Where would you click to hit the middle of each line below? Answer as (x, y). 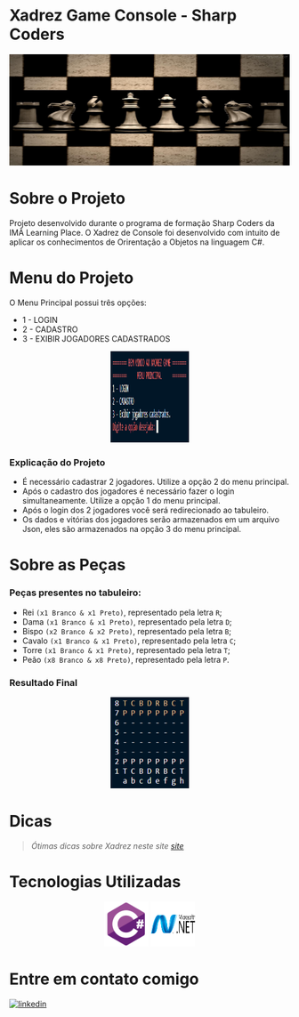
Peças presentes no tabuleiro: (76, 593)
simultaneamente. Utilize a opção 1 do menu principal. (121, 501)
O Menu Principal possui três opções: (78, 303)
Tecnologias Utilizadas (95, 882)
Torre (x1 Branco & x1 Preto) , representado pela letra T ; (126, 650)
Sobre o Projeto (68, 199)
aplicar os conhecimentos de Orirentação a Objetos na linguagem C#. (137, 242)
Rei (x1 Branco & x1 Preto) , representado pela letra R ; (122, 612)
